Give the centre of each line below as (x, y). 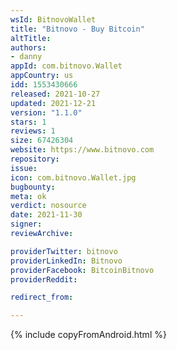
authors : (28, 47)
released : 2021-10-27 (55, 94)
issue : (24, 168)
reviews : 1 (33, 131)
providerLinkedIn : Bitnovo (66, 261)
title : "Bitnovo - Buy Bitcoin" (77, 29)
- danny (26, 57)
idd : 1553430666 (44, 85)
